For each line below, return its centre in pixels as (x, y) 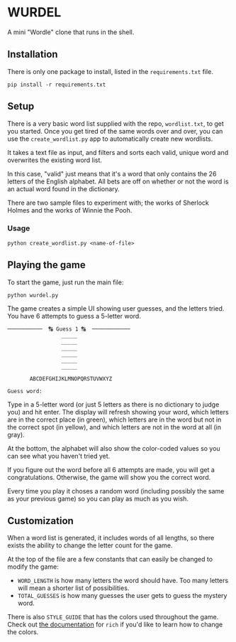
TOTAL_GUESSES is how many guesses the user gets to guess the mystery (122, 596)
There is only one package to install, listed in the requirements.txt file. (111, 71)
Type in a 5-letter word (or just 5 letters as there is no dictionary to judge (113, 404)
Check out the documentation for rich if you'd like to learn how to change (115, 625)
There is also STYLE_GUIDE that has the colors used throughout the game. (113, 617)
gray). (16, 434)
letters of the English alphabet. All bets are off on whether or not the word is (118, 181)
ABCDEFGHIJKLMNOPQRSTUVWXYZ (71, 379)
